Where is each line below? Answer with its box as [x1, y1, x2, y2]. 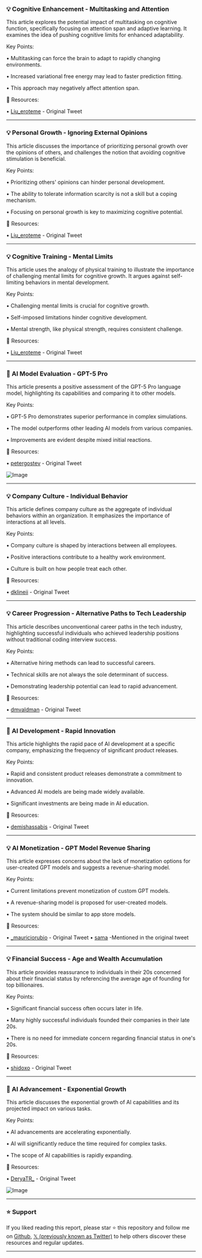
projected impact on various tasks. [6, 1105, 92, 1112]
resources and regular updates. [6, 1239, 84, 1247]
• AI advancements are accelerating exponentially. [6, 1128, 131, 1135]
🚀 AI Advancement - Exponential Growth [6, 1084, 127, 1093]
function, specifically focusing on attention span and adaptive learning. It [6, 25, 188, 32]
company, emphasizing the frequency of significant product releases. [6, 747, 179, 754]
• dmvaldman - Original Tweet [6, 706, 81, 713]
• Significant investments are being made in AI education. [6, 800, 149, 807]
